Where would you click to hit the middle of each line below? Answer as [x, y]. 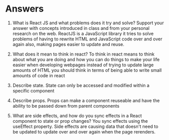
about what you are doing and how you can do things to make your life [86, 59]
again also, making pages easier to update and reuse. [68, 44]
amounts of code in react [39, 75]
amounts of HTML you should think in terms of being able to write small [87, 70]
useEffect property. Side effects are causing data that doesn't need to [85, 126]
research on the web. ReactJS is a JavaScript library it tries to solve [83, 33]
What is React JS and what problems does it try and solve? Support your [88, 23]
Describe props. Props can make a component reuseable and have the [86, 100]
